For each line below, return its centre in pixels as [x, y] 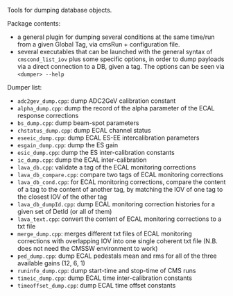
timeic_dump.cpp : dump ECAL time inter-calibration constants [105, 278]
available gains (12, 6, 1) [51, 263]
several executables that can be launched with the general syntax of [115, 52]
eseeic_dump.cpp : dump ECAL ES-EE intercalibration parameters [108, 138]
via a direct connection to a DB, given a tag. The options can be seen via [121, 66]
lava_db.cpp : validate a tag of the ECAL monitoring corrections [106, 167]
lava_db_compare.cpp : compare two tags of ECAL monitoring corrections [120, 174]
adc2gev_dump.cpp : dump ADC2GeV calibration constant [96, 101]
